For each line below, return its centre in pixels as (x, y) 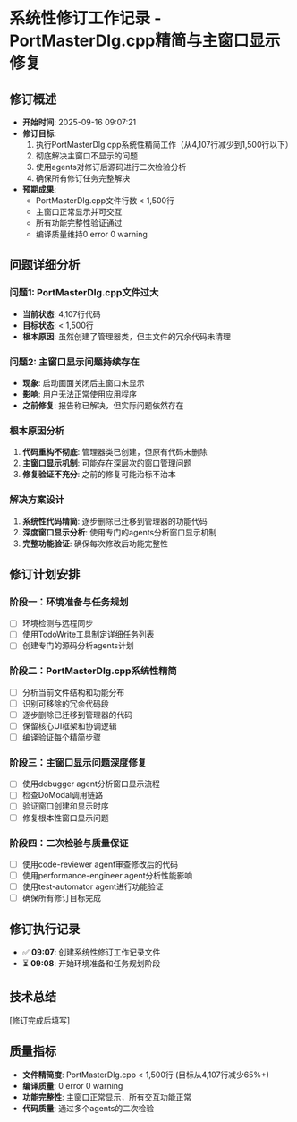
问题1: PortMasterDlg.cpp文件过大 (84, 293)
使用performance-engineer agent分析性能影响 (107, 875)
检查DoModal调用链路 (63, 795)
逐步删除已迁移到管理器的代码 (77, 715)
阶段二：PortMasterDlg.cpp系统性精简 (93, 671)
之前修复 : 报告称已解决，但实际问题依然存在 (103, 405)
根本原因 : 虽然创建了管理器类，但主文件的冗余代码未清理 (126, 336)
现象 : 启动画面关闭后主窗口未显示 (83, 382)
